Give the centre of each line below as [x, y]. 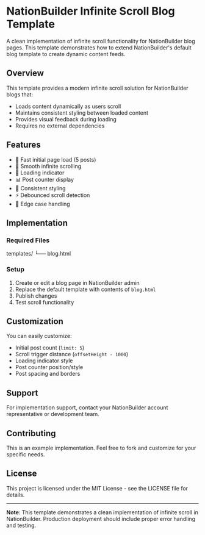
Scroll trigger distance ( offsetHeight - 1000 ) [72, 354]
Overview [25, 74]
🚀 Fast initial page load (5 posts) [56, 159]
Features [23, 145]
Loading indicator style [44, 361]
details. [16, 495]
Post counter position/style [49, 367]
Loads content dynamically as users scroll [68, 106]
